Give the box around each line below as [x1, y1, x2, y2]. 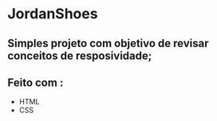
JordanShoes [7, 5, 98, 23]
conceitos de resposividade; [7, 49, 152, 62]
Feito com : [7, 76, 64, 89]
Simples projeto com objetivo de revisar [7, 37, 209, 50]
